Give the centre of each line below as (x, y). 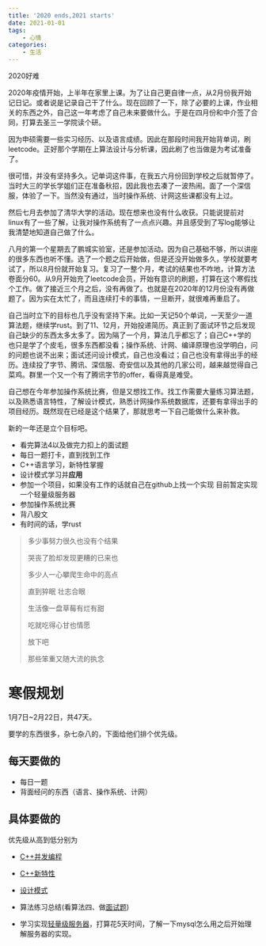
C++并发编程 (41, 857)
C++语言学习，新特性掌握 (62, 465)
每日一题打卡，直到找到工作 (65, 455)
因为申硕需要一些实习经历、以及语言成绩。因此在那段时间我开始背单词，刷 (129, 139)
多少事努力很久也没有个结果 (73, 541)
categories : (28, 45)
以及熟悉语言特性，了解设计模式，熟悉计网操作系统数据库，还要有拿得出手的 (133, 401)
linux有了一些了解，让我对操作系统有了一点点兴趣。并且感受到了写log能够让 (132, 222)
